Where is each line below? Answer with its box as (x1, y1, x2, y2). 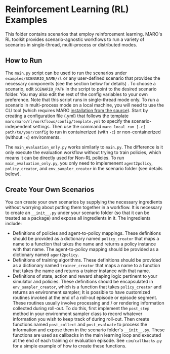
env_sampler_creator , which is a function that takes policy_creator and (12, 284, 162, 290)
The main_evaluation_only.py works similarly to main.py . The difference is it (5, 144, 163, 150)
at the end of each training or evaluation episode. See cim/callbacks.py (12, 337, 162, 343)
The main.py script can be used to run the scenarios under (5, 70, 127, 76)
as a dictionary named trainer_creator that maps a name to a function (12, 262, 160, 268)
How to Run (5, 57, 42, 65)
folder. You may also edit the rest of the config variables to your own (5, 91, 148, 97)
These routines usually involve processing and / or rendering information (12, 299, 164, 306)
